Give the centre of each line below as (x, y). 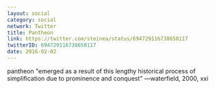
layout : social (29, 13)
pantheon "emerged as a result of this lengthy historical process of (102, 71)
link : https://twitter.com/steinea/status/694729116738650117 (98, 39)
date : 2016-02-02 (32, 52)
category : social (32, 20)
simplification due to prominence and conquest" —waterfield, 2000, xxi (108, 78)
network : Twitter (32, 26)
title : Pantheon (30, 33)
